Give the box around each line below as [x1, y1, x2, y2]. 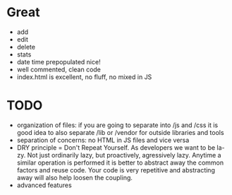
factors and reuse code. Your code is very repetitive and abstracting [16, 165, 216, 174]
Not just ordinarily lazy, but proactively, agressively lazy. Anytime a [27, 150, 221, 159]
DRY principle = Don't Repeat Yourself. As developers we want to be [16, 143, 216, 152]
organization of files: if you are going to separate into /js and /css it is [16, 121, 219, 129]
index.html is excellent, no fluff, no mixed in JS [16, 72, 152, 81]
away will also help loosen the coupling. [16, 173, 133, 182]
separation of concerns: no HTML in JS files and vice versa [16, 136, 190, 144]
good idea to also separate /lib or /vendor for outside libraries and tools [16, 128, 224, 136]
